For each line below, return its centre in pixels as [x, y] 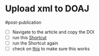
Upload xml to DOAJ [47, 9]
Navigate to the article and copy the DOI [53, 32]
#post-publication [23, 22]
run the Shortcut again [35, 43]
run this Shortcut [29, 37]
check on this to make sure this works [51, 49]
